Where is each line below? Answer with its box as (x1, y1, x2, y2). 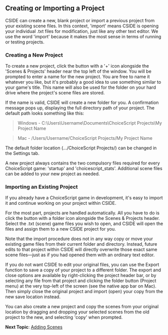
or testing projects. (5, 39, 44, 45)
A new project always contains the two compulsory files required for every (5, 160, 160, 166)
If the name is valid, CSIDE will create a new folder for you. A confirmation (5, 99, 159, 105)
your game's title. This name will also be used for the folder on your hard (5, 84, 156, 90)
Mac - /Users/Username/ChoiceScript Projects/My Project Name (17, 135, 153, 141)
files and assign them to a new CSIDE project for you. (5, 226, 116, 232)
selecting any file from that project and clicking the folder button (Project (5, 277, 156, 284)
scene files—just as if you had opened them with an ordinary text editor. (5, 252, 155, 258)
